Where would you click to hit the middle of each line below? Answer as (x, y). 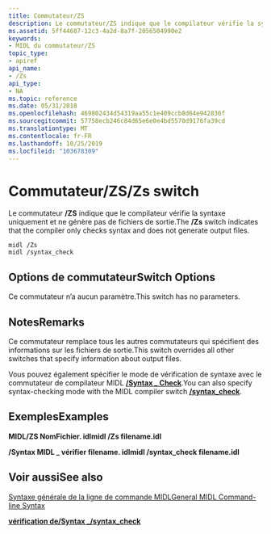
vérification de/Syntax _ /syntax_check (75, 521)
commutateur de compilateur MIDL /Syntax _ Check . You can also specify (130, 383)
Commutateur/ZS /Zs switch (104, 191)
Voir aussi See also (56, 477)
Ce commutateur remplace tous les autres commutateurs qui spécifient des (134, 341)
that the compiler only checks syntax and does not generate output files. (129, 230)
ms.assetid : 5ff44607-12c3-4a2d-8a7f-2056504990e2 (95, 31)
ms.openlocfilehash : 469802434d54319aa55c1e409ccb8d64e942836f (117, 114)
